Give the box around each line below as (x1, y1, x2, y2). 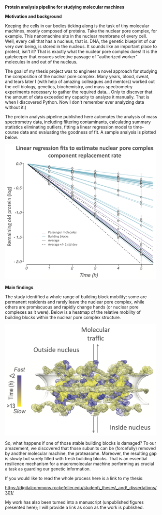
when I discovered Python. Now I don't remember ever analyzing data (5, 99, 144, 105)
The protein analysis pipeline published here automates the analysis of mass (5, 114, 157, 119)
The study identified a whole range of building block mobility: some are (5, 293, 147, 300)
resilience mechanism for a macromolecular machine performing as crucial (5, 461, 154, 467)
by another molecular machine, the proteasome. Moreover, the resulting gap (5, 451, 157, 456)
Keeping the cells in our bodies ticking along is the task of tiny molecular (5, 23, 149, 29)
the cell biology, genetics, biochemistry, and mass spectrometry (5, 84, 133, 89)
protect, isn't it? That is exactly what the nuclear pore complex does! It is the (5, 48, 157, 54)
